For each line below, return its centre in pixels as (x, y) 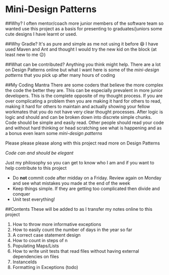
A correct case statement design (46, 235)
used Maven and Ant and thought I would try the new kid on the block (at (81, 49)
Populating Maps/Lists (36, 246)
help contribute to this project (36, 168)
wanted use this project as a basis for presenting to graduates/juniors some (84, 28)
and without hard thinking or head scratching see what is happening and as (83, 128)
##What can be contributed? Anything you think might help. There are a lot (83, 64)
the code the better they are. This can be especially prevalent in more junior (84, 90)
